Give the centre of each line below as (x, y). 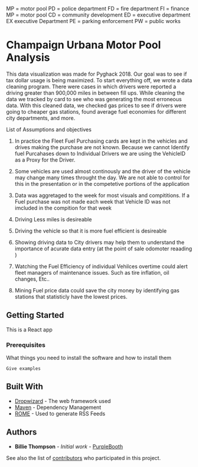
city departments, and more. (41, 118)
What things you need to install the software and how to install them (89, 358)
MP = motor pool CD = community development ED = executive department (98, 15)
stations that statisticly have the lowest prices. (71, 297)
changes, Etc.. (32, 279)
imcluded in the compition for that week (63, 208)
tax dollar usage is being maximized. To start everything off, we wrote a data (99, 80)
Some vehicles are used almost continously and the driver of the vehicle (103, 171)
